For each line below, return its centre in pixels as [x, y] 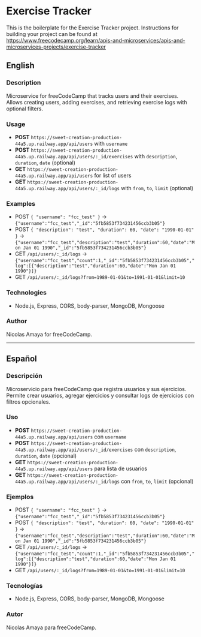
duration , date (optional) [45, 163]
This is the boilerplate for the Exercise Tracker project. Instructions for [92, 28]
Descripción [25, 376]
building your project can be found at [52, 34]
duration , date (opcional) [45, 456]
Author [17, 321]
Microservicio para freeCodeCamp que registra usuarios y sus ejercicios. [96, 389]
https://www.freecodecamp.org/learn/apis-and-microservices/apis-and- [96, 40]
